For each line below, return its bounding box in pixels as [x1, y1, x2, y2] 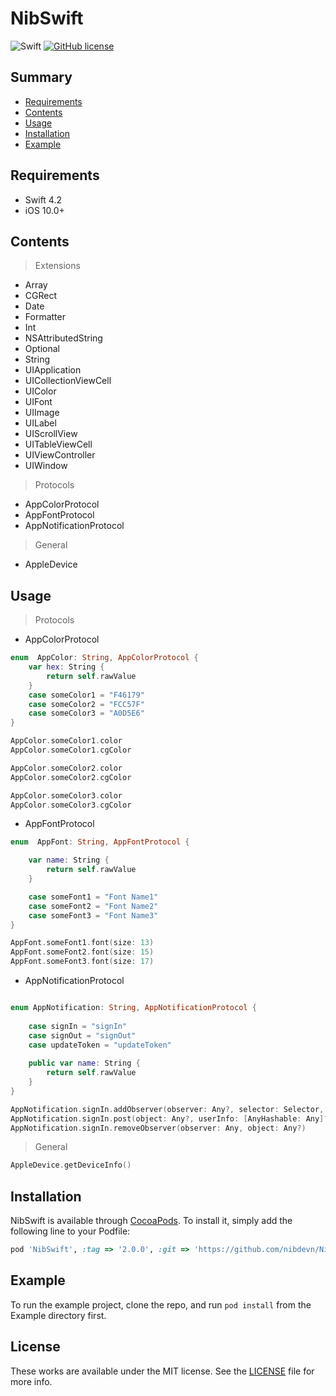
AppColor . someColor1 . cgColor [10, 745, 132, 756]
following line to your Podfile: [10, 1225, 131, 1237]
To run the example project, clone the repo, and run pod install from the [10, 1298, 312, 1311]
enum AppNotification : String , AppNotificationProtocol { [10, 1003, 257, 1013]
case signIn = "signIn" [28, 1021, 128, 1031]
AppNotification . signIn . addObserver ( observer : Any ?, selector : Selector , [10, 1104, 325, 1114]
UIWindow [24, 460, 68, 472]
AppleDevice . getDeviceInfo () [10, 1160, 132, 1171]
